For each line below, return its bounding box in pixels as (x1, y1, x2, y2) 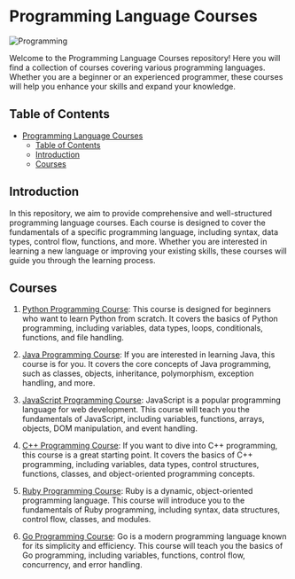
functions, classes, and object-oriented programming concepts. (21, 468, 255, 480)
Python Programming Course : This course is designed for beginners (21, 304, 272, 315)
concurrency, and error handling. (21, 559, 144, 570)
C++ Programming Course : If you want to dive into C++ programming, (21, 441, 278, 451)
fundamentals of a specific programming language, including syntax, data (9, 226, 279, 237)
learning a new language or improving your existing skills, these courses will (9, 246, 287, 256)
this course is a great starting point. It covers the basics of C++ (21, 450, 253, 460)
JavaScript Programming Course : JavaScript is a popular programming (21, 395, 281, 405)
